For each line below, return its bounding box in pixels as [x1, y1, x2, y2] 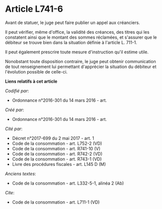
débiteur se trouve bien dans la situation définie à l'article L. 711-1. [5, 39, 138, 45]
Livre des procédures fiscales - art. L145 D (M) [12, 161, 106, 167]
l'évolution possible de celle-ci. [5, 69, 68, 74]
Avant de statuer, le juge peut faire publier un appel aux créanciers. [5, 20, 140, 25]
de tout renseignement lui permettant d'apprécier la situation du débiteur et [5, 64, 157, 70]
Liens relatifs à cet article [5, 78, 58, 84]
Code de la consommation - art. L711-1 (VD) [12, 199, 100, 205]
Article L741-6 [5, 3, 63, 15]
